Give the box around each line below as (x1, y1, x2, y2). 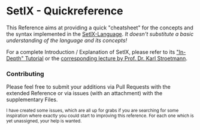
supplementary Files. (6, 96, 58, 103)
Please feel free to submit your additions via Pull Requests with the (6, 83, 171, 90)
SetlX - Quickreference (6, 4, 124, 18)
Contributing (6, 69, 44, 78)
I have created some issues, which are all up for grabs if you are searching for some (6, 108, 179, 114)
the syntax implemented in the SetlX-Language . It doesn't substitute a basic (6, 30, 194, 37)
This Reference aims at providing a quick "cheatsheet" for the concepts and (6, 24, 193, 31)
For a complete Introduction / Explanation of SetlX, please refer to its (6, 48, 175, 55)
